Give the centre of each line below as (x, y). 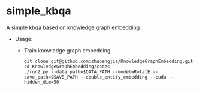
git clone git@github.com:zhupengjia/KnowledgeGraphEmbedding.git (108, 61)
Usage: (24, 39)
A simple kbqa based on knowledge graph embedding (73, 27)
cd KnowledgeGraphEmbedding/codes (67, 67)
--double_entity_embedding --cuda (123, 77)
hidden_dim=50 (41, 82)
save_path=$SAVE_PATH (51, 77)
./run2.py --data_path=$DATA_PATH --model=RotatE (87, 72)
